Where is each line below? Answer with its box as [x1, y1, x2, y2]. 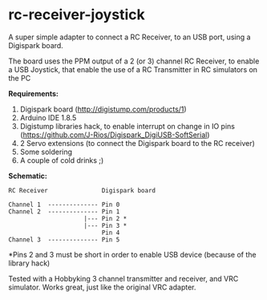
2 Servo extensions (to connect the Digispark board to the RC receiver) [19, 138, 255, 148]
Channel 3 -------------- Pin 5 [8, 235, 120, 244]
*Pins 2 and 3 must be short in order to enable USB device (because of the [8, 249, 257, 259]
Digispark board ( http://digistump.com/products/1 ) [19, 104, 187, 114]
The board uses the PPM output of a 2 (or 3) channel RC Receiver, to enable [8, 56, 260, 66]
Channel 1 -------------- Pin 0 [8, 201, 120, 209]
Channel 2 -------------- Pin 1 [8, 207, 120, 216]
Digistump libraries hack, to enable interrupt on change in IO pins [19, 121, 235, 131]
